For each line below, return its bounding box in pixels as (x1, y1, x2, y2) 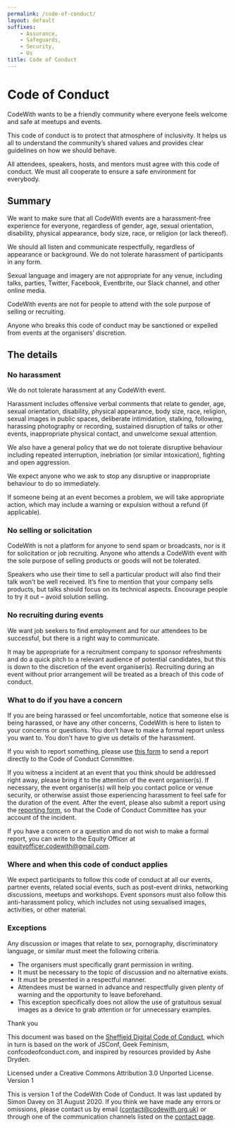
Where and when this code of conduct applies (7, 859, 168, 869)
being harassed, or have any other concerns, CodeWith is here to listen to (7, 718, 221, 727)
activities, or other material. (7, 905, 87, 914)
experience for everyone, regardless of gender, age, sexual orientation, (7, 221, 214, 230)
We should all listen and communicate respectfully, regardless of (7, 243, 195, 251)
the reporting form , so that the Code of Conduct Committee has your (7, 806, 207, 814)
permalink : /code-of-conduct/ (7, 10, 97, 18)
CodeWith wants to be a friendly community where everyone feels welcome (7, 110, 228, 118)
